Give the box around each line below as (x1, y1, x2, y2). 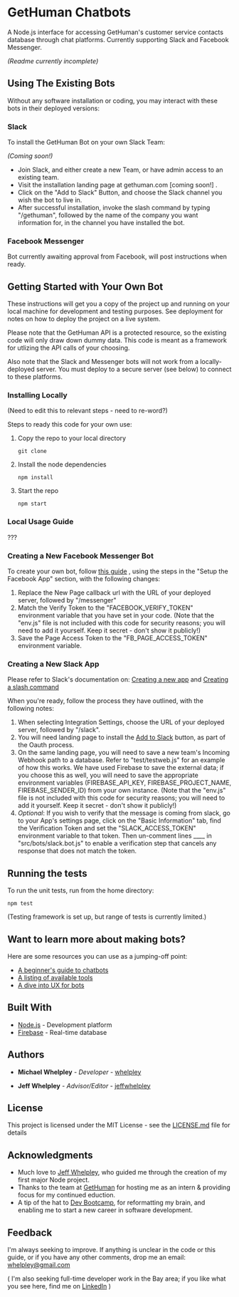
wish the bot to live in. (17, 196, 83, 204)
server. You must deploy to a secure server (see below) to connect (36, 365, 232, 374)
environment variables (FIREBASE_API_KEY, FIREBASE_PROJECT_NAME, (17, 778, 232, 787)
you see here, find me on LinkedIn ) (7, 1282, 112, 1291)
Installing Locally (7, 390, 68, 400)
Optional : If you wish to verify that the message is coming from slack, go (17, 809, 231, 818)
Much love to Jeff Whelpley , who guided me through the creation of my (17, 1168, 228, 1177)
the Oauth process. (17, 741, 75, 749)
